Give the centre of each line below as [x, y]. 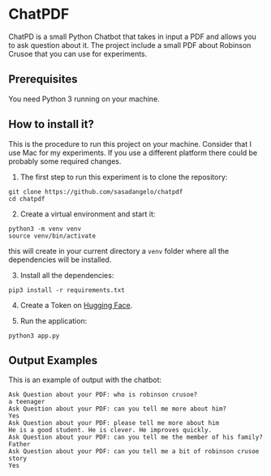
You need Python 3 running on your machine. [84, 99]
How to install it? [52, 124]
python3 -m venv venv [45, 229]
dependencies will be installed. [60, 259]
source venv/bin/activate [52, 236]
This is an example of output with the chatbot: [85, 380]
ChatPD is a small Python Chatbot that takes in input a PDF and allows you [133, 36]
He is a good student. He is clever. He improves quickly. [110, 431]
